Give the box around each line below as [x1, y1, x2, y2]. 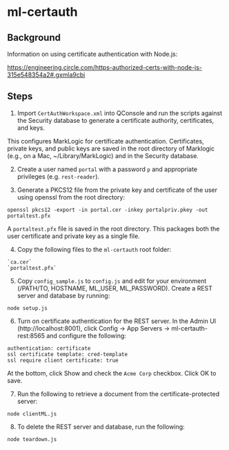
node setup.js [7, 304, 48, 311]
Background [7, 32, 61, 43]
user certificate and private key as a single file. [7, 232, 140, 240]
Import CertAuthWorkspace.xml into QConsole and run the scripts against [17, 108, 223, 117]
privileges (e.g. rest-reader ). [17, 172, 100, 180]
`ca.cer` [7, 258, 32, 266]
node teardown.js [7, 436, 57, 442]
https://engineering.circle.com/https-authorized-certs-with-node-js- [7, 63, 202, 71]
